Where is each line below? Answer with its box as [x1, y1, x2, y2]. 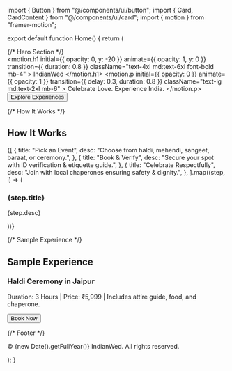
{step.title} [7, 193, 45, 203]
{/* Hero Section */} [7, 48, 64, 56]
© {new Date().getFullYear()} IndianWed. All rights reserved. [7, 342, 180, 350]
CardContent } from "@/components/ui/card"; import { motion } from [7, 13, 204, 22]
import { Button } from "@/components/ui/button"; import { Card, [7, 6, 194, 14]
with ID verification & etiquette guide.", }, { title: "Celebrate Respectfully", [7, 160, 216, 169]
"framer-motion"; [7, 21, 57, 29]
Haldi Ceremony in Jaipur [7, 276, 95, 286]
